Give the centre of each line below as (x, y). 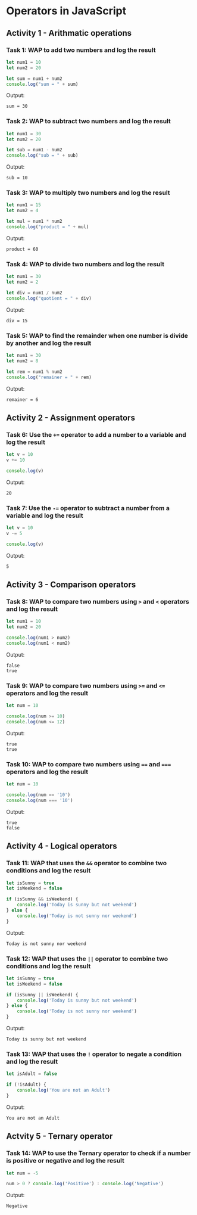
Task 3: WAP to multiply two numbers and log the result (88, 193)
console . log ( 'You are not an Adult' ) (64, 1090)
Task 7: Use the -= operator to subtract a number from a (88, 508)
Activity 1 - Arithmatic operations (69, 33)
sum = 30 (17, 106)
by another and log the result (49, 343)
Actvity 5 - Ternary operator (60, 1136)
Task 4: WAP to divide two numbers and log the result (85, 264)
